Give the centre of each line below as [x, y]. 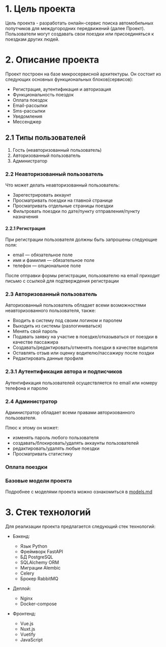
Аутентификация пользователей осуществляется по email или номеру [81, 383]
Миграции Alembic [40, 568]
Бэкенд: [21, 536]
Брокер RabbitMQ [39, 579]
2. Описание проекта [52, 60]
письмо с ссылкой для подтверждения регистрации [62, 281]
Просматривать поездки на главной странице [63, 200]
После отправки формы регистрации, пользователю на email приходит [82, 276]
